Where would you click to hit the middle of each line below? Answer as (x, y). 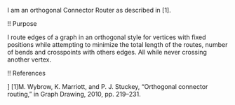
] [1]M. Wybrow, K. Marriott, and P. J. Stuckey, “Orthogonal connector (108, 86)
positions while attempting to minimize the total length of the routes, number (117, 44)
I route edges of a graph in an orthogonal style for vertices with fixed (107, 37)
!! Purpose (22, 23)
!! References (26, 73)
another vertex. (29, 59)
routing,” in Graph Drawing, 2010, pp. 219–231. (74, 94)
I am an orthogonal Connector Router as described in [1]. (89, 10)
